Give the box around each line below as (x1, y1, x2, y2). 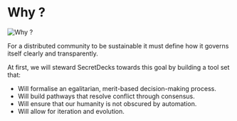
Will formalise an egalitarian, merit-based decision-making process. (17, 84, 217, 93)
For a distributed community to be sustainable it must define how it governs (7, 41, 229, 50)
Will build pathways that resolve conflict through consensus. (17, 92, 196, 100)
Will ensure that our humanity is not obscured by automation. (17, 99, 197, 107)
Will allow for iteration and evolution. (17, 107, 125, 115)
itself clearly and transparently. (7, 49, 98, 58)
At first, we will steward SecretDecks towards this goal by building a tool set (7, 63, 230, 71)
